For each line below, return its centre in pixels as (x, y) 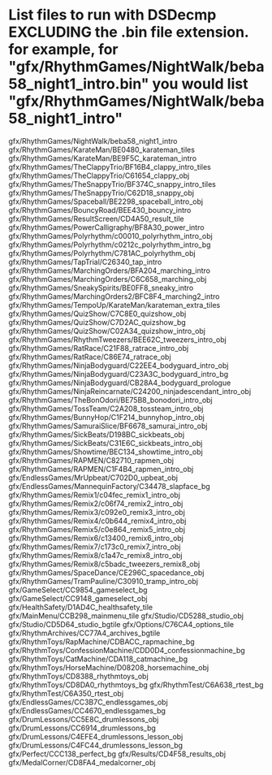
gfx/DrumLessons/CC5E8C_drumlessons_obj (84, 719)
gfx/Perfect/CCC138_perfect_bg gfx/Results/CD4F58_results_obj (117, 754)
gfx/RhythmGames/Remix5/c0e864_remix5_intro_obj (97, 529)
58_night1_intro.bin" (79, 84)
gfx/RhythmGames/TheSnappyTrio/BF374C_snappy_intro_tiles (112, 184)
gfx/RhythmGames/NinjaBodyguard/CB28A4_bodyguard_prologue (120, 383)
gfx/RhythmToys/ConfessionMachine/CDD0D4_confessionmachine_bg (127, 650)
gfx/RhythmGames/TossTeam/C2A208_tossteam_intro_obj (106, 409)
